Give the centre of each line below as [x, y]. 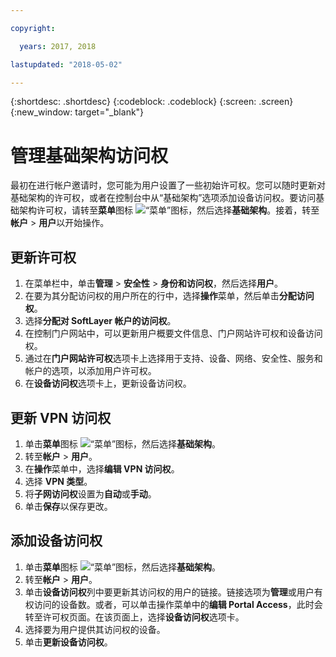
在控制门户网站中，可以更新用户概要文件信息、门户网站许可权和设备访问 [173, 333]
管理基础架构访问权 [89, 155]
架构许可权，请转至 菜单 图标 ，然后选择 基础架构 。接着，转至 [169, 210]
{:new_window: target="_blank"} [77, 112]
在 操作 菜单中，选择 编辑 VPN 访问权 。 [102, 468]
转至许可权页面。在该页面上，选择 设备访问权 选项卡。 [134, 617]
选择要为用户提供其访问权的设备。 [95, 629]
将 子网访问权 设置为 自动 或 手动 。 [90, 493]
